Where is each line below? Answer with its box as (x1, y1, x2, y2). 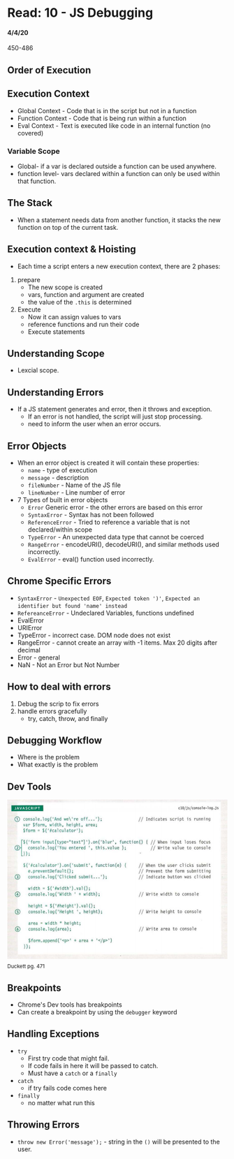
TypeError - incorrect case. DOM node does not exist (17, 631, 171, 639)
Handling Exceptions (7, 1028, 100, 1040)
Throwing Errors (7, 1119, 80, 1131)
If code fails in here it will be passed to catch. (27, 1061, 159, 1070)
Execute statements (27, 327, 85, 336)
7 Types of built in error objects (17, 495, 108, 504)
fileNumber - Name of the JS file (27, 481, 121, 489)
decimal (17, 646, 41, 654)
